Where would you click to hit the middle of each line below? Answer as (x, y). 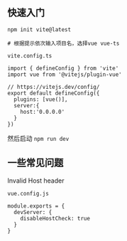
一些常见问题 (35, 163)
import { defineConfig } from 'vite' (63, 68)
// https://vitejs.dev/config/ (54, 87)
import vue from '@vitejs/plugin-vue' (65, 74)
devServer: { (33, 212)
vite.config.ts (30, 55)
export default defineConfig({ (54, 93)
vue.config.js (28, 193)
